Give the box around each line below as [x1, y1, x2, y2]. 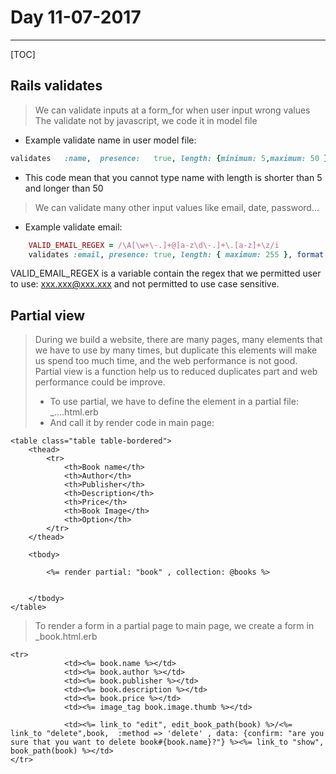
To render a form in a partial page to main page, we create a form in [34, 620, 315, 632]
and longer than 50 [24, 182, 104, 194]
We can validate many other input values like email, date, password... [34, 201, 320, 213]
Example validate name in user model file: [24, 134, 197, 146]
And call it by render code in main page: [49, 417, 215, 429]
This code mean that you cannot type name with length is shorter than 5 [24, 171, 323, 183]
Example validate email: [24, 221, 123, 233]
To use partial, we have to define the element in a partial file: [49, 396, 299, 408]
